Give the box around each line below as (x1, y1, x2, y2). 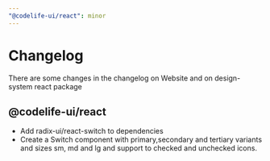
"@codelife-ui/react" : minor (8, 11, 106, 20)
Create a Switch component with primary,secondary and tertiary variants (19, 134, 263, 145)
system (8, 81, 33, 91)
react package (34, 81, 83, 91)
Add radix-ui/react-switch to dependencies (19, 126, 164, 136)
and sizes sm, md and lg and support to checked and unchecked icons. (19, 143, 258, 153)
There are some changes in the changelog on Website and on (8, 73, 214, 83)
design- (214, 73, 241, 83)
